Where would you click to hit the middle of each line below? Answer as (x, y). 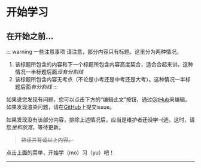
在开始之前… (30, 36)
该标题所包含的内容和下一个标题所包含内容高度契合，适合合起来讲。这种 (104, 64)
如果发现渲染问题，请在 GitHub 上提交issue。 (61, 107)
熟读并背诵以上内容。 (47, 140)
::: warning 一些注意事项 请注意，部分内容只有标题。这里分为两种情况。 (94, 52)
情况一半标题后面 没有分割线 (49, 72)
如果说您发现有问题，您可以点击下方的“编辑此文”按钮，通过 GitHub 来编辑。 (98, 100)
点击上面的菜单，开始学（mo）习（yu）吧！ (60, 152)
